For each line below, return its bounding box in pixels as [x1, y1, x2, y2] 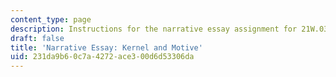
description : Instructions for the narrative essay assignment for [10, 24, 298, 34]
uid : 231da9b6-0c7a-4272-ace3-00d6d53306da [10, 52, 195, 62]
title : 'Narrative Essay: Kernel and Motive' [10, 42, 203, 53]
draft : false [10, 33, 65, 43]
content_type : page [10, 14, 92, 25]
